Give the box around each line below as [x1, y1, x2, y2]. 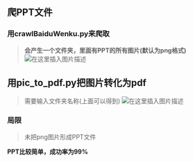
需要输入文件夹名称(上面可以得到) [24, 96, 121, 105]
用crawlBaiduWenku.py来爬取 [7, 29, 110, 39]
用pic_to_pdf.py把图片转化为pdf [7, 77, 147, 89]
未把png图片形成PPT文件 [24, 132, 96, 141]
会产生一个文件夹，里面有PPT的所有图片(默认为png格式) [24, 46, 187, 54]
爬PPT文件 [7, 6, 53, 19]
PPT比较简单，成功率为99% [7, 147, 88, 156]
